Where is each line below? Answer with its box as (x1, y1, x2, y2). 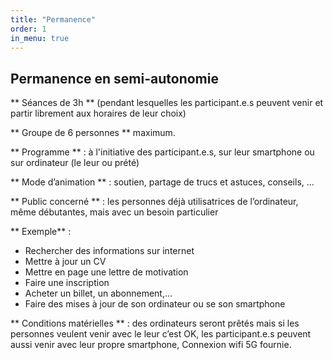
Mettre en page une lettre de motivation (24, 266, 189, 278)
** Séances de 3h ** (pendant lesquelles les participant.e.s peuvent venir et (10, 97, 324, 109)
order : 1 (10, 24, 47, 34)
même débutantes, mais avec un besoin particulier (10, 206, 219, 218)
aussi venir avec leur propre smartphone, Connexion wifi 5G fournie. (10, 339, 292, 351)
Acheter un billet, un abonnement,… (24, 287, 173, 300)
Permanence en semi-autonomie (10, 70, 219, 87)
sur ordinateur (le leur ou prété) (10, 157, 140, 169)
